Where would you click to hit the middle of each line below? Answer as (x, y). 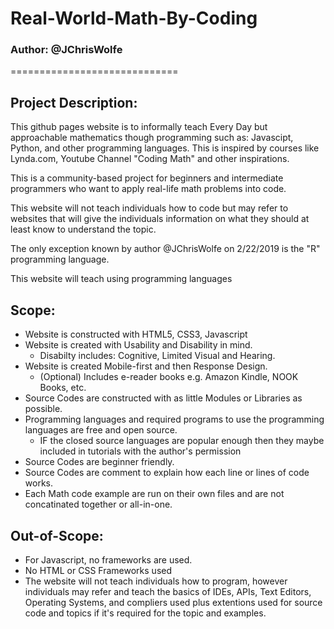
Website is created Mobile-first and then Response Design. (146, 366)
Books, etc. (63, 388)
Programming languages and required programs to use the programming (174, 419)
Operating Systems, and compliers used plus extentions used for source (173, 602)
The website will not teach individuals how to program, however (156, 581)
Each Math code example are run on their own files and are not (154, 494)
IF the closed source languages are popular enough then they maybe (182, 441)
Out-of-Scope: (57, 535)
